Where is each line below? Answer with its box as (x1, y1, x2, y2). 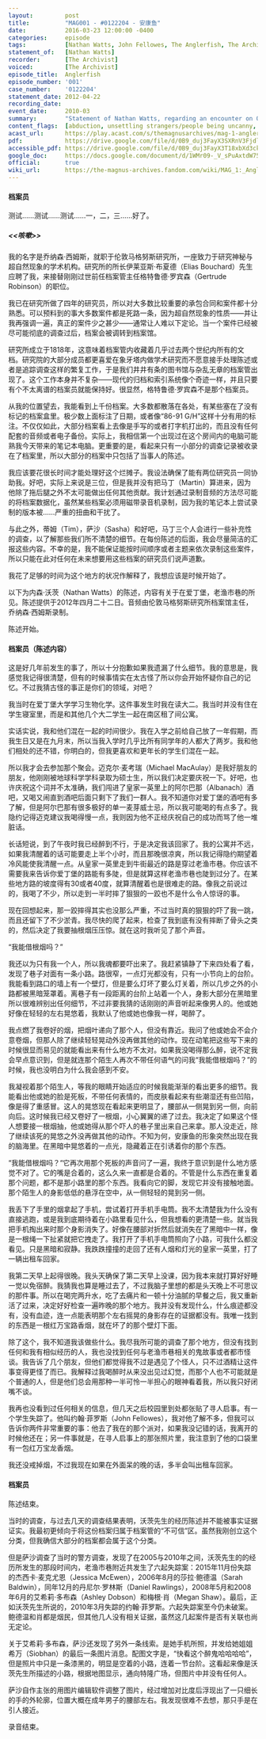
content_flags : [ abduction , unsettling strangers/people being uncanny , (8, 122, 257, 130)
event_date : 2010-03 (8, 108, 90, 116)
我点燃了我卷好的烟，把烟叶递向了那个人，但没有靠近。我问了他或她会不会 (8, 1025, 251, 1035)
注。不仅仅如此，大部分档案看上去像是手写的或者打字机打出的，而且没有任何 (8, 421, 258, 431)
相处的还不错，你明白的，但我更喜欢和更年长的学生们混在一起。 (14, 746, 223, 756)
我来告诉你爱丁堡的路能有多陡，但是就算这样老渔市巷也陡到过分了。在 (21, 869, 251, 879)
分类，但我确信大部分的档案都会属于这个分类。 (8, 1535, 161, 1545)
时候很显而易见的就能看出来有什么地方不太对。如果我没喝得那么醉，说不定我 (8, 1045, 258, 1054)
